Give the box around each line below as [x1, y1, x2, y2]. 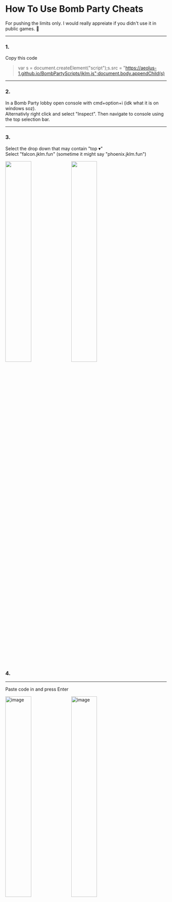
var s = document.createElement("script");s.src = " [17, 65, 126, 71]
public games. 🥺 [5, 25, 39, 31]
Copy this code [5, 55, 37, 61]
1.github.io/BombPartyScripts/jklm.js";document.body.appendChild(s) [17, 70, 165, 77]
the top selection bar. [5, 116, 50, 122]
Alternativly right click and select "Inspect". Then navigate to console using [5, 111, 164, 117]
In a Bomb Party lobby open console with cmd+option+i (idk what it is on [5, 100, 159, 106]
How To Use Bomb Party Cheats [5, 3, 143, 15]
